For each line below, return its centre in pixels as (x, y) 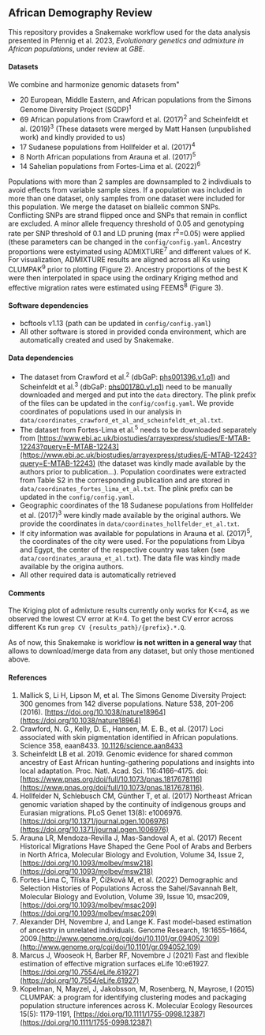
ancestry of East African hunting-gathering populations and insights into (137, 762)
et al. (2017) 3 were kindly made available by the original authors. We (130, 514)
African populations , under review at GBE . (77, 49)
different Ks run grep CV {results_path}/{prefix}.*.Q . (97, 628)
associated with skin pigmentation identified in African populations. (129, 737)
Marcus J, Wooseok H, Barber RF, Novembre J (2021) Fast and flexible (134, 955)
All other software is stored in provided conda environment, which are (133, 332)
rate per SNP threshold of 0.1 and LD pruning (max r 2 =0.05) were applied (127, 232)
